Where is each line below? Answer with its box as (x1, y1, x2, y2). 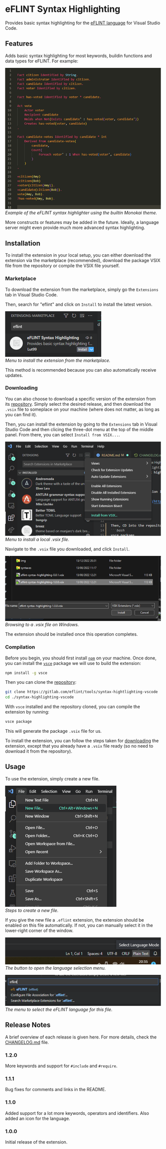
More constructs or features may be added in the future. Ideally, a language (5, 219, 159, 225)
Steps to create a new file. (5, 907, 59, 913)
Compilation (5, 644, 36, 651)
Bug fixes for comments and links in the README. (5, 1087, 106, 1093)
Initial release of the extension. (5, 1139, 68, 1145)
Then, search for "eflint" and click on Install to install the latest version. (5, 301, 153, 307)
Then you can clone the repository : (5, 679, 77, 685)
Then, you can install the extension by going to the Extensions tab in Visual (5, 421, 158, 427)
